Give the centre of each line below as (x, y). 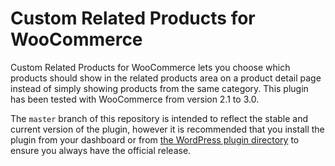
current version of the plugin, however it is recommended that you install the (167, 129)
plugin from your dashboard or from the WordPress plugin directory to (155, 139)
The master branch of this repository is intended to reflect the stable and (159, 118)
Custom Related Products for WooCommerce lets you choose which (150, 67)
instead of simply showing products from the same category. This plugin (159, 88)
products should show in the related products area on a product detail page (166, 78)
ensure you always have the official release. (101, 150)
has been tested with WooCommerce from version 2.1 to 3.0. (135, 99)
